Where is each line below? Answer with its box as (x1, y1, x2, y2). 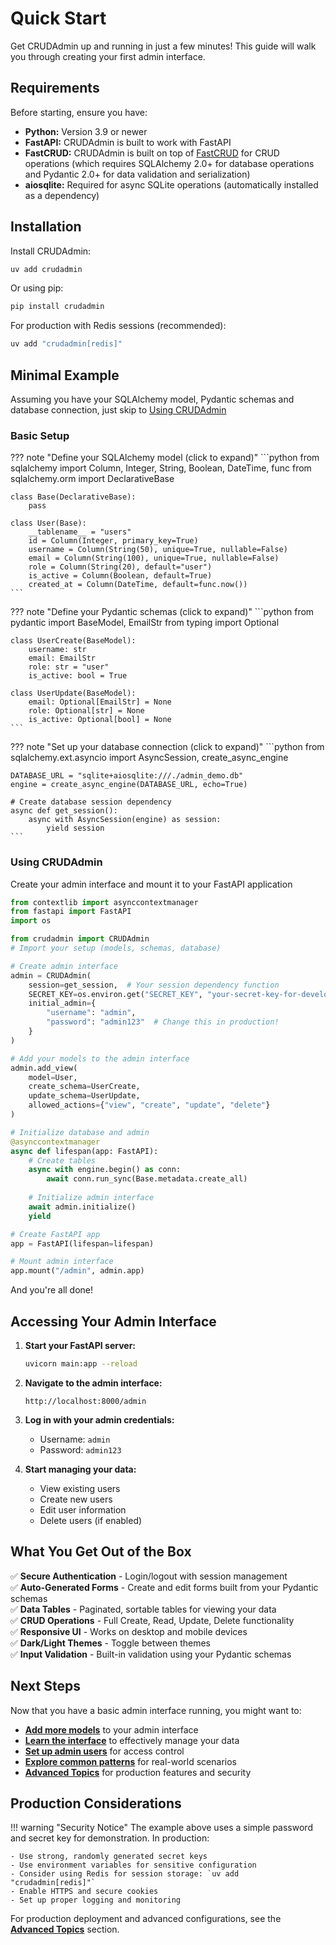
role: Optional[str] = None (28, 706, 145, 716)
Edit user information (39, 1503, 127, 1516)
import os (10, 916, 52, 926)
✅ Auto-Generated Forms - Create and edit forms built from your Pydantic (10, 1581, 319, 1593)
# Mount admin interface (10, 1257, 114, 1267)
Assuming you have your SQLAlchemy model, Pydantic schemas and (10, 393, 295, 405)
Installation (10, 218, 82, 236)
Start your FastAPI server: (24, 1340, 137, 1352)
